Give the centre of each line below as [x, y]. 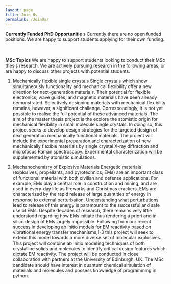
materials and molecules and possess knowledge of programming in [84, 270]
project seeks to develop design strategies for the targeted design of [85, 130]
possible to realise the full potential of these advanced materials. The [85, 114]
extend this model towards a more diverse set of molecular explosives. [87, 238]
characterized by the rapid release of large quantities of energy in [82, 194]
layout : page [19, 10]
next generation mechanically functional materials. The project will [82, 136]
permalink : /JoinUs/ [27, 19]
